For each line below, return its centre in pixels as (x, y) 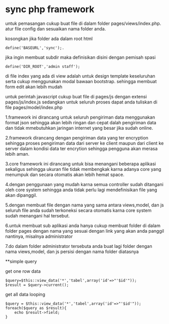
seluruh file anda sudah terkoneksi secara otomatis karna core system (78, 210)
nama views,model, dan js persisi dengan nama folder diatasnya (72, 251)
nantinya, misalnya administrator (39, 236)
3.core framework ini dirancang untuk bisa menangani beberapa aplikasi (80, 164)
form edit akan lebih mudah (34, 87)
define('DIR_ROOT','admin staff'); (43, 66)
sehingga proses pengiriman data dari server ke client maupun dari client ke (85, 143)
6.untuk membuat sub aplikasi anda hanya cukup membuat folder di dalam (83, 225)
